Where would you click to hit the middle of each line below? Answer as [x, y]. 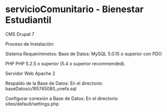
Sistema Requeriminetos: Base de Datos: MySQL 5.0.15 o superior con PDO [84, 54]
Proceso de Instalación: [30, 44]
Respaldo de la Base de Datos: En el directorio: [54, 83]
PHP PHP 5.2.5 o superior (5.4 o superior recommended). [65, 63]
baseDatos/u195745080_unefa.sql [41, 88]
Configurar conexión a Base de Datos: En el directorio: [62, 98]
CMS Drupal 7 [20, 34]
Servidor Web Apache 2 [30, 73]
